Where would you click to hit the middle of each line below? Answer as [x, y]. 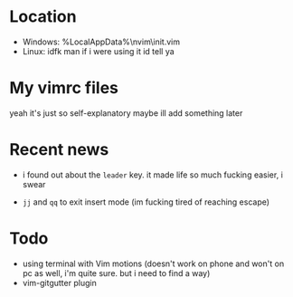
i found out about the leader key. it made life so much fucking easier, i [152, 175]
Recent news [59, 150]
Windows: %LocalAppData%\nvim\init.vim [101, 42]
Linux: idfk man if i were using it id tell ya [98, 51]
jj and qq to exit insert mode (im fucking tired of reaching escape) [146, 202]
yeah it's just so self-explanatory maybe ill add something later [126, 113]
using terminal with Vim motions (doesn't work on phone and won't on [153, 263]
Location [43, 17]
